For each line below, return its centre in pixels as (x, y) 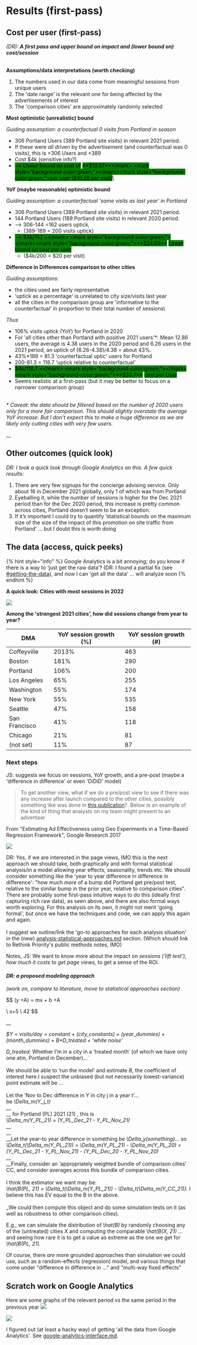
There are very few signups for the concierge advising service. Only (97, 485)
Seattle (19, 709)
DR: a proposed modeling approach (50, 976)
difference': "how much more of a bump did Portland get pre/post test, (91, 882)
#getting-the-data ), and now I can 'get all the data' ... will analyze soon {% (96, 573)
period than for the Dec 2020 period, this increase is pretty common (97, 504)
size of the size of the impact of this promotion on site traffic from (94, 522)
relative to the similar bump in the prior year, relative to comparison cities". (96, 888)
